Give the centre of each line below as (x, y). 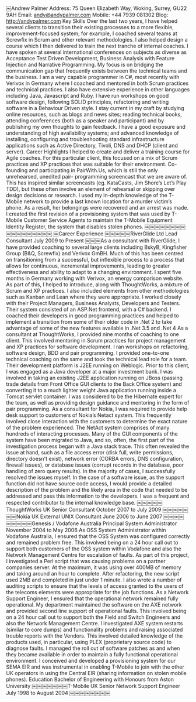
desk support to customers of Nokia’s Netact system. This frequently (89, 415)
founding (17, 170)
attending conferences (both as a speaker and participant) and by (85, 121)
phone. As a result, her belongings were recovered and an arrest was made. (97, 208)
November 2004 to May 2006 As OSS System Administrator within (86, 530)
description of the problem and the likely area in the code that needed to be (97, 490)
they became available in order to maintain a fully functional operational (92, 654)
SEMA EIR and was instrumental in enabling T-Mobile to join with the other (95, 667)
